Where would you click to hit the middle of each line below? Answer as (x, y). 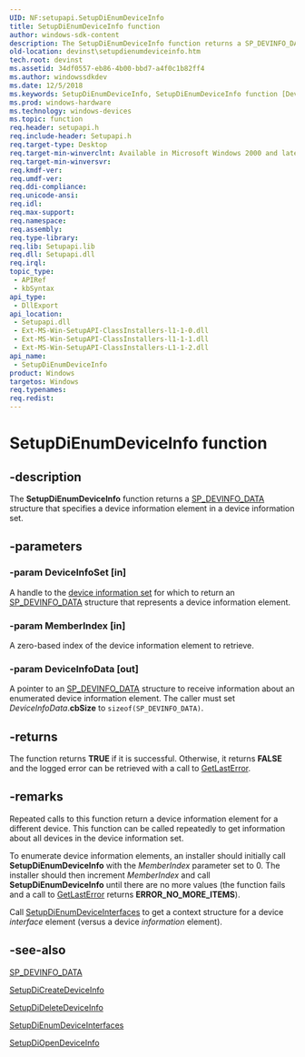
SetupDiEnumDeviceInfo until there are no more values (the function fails (148, 884)
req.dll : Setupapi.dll (52, 255)
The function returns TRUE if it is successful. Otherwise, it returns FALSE (146, 759)
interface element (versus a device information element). (116, 921)
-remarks (36, 797)
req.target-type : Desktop (58, 145)
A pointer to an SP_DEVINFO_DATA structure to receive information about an (152, 689)
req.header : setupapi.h (54, 128)
